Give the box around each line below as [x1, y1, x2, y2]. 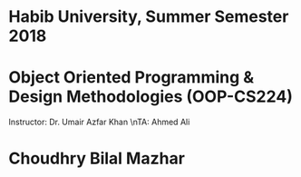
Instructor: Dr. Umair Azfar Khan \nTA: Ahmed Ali [8, 116, 190, 128]
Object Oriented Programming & [8, 67, 255, 88]
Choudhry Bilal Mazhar [8, 148, 185, 169]
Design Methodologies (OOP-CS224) [8, 86, 294, 107]
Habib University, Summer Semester [8, 6, 289, 27]
